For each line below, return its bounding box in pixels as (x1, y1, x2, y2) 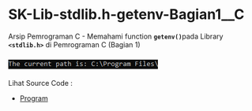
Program (19, 93, 49, 103)
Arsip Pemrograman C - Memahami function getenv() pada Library (8, 31, 224, 41)
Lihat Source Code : (8, 78, 73, 87)
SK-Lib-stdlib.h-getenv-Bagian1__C (8, 6, 245, 24)
